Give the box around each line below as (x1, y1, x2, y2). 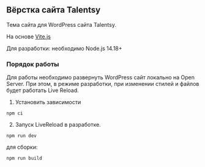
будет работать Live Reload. (6, 87, 80, 94)
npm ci (6, 110, 23, 116)
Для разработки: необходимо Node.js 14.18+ (6, 44, 122, 52)
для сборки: (6, 143, 38, 151)
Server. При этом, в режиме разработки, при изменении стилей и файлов (6, 80, 199, 88)
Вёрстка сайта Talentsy (6, 5, 101, 15)
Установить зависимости (15, 99, 81, 106)
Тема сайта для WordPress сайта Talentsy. (6, 21, 116, 28)
